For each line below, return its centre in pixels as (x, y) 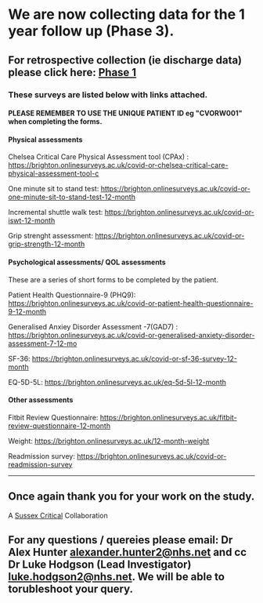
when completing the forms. (55, 122)
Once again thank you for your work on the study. (131, 497)
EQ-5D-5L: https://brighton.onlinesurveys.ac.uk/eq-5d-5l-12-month (117, 382)
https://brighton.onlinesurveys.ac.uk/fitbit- (168, 417)
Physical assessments (45, 140)
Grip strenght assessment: (51, 236)
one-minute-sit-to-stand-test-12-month (72, 197)
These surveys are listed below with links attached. (108, 94)
